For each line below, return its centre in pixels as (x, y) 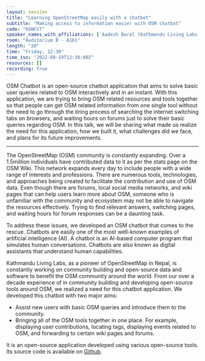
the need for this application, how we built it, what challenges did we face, (100, 131)
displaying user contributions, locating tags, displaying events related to (106, 327)
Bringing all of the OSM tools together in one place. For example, (96, 320)
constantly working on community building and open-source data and (94, 270)
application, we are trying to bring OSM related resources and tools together (102, 99)
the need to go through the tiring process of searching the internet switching (103, 112)
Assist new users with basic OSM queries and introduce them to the (100, 307)
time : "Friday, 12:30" (35, 52)
